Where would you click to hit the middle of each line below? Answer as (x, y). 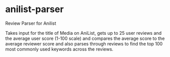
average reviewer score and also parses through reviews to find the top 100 (84, 43)
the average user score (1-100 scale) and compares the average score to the (85, 38)
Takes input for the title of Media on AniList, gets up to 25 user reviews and (83, 33)
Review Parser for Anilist (31, 23)
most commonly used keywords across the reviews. (59, 49)
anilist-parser (35, 9)
